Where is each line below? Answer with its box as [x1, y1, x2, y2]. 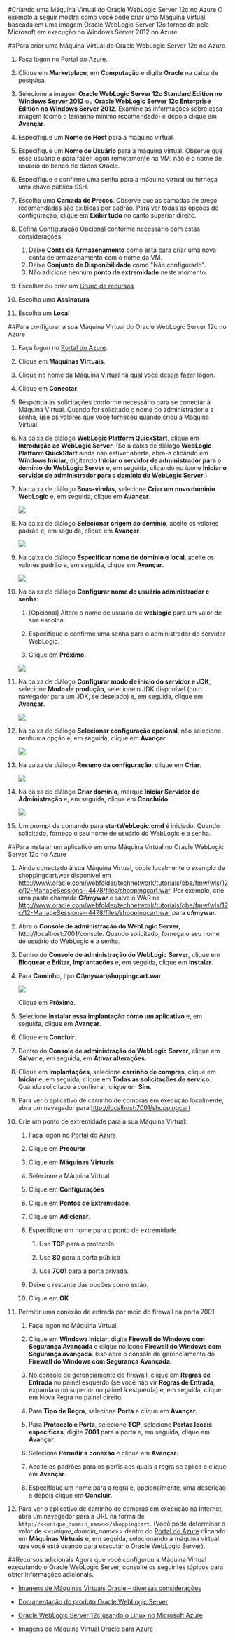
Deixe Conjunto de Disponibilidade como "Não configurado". [28, 261, 206, 269]
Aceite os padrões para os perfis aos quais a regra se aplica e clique [28, 1462, 227, 1471]
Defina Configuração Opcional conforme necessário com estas [17, 225, 201, 233]
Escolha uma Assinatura [17, 295, 90, 303]
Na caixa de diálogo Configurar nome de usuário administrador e [17, 587, 210, 596]
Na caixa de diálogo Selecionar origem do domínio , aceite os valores [17, 519, 219, 527]
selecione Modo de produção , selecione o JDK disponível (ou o [17, 685, 202, 693]
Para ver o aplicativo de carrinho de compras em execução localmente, [17, 1096, 225, 1105]
